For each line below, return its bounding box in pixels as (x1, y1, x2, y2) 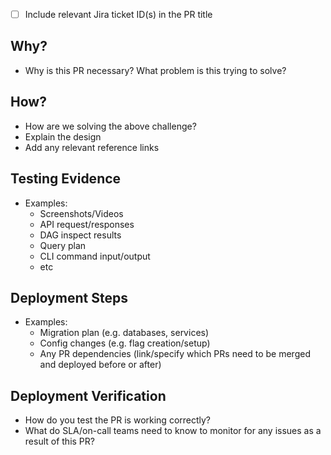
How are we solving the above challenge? (24, 120, 197, 132)
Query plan (39, 239, 87, 251)
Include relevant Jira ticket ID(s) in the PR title (24, 9, 213, 20)
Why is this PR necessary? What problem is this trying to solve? (24, 64, 287, 76)
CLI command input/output (39, 250, 151, 262)
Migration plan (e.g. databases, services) (39, 327, 210, 339)
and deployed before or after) (39, 359, 162, 371)
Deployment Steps (10, 289, 128, 306)
